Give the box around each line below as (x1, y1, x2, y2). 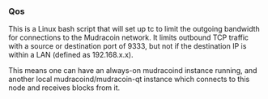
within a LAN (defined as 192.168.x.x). (8, 50, 134, 60)
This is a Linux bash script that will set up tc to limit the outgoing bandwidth (8, 24, 261, 34)
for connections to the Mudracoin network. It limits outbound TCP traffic (8, 32, 249, 42)
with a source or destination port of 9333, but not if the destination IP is (8, 41, 247, 51)
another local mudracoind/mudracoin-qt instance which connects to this (8, 75, 250, 84)
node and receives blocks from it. (8, 83, 121, 93)
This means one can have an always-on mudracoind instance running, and (8, 66, 257, 75)
